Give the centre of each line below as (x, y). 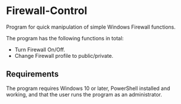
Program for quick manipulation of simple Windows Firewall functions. (91, 27)
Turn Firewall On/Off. (40, 49)
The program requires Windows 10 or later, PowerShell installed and (88, 88)
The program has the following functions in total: (65, 38)
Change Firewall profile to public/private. (64, 56)
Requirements (32, 74)
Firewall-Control (47, 11)
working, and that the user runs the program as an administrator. (84, 94)
